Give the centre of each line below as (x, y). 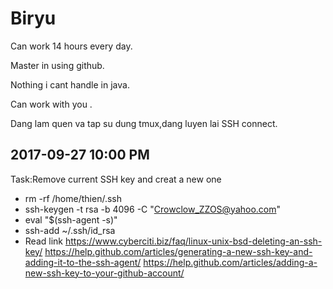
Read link (44, 241)
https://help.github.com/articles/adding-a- (230, 262)
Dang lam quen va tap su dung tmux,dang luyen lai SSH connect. (144, 123)
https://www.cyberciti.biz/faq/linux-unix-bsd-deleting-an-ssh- (193, 241)
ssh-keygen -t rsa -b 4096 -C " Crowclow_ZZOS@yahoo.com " (153, 209)
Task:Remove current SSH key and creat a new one (116, 179)
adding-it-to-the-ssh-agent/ (83, 262)
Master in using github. (57, 65)
